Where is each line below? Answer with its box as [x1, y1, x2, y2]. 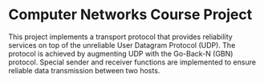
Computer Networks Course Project [8, 6, 253, 24]
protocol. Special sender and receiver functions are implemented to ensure [8, 57, 257, 67]
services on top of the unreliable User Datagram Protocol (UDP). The [8, 40, 236, 49]
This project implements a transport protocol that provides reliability [8, 32, 233, 41]
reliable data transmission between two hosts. [8, 65, 160, 75]
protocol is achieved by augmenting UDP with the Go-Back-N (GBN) [8, 49, 234, 58]
